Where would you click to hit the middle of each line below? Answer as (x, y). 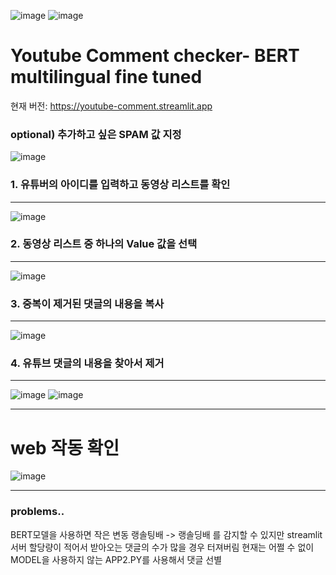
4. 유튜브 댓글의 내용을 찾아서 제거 (87, 363)
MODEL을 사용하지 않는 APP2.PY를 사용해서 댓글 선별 (116, 559)
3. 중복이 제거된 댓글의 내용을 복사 (87, 303)
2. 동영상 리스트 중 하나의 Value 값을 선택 (104, 244)
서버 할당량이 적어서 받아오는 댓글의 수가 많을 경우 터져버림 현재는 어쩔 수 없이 (162, 547)
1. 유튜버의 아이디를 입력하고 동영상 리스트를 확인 (120, 185)
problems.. (37, 512)
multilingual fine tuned (106, 77)
